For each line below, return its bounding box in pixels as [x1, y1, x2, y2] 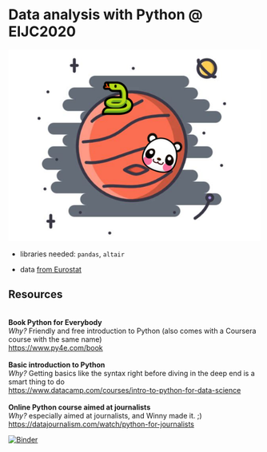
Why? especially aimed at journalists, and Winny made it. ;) [8, 410, 202, 420]
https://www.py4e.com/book [8, 343, 104, 352]
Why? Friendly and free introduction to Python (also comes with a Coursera [8, 326, 257, 335]
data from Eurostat [19, 265, 82, 275]
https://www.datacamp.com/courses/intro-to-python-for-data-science [8, 385, 241, 395]
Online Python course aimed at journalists [8, 402, 151, 412]
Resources [8, 287, 63, 301]
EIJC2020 [8, 22, 76, 41]
